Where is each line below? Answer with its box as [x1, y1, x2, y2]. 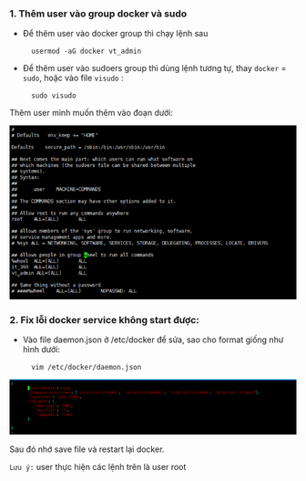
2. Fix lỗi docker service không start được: [9, 313, 199, 326]
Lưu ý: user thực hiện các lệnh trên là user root [9, 462, 187, 473]
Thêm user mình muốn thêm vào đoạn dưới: [9, 108, 173, 119]
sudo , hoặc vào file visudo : [22, 72, 125, 84]
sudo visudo [31, 91, 76, 100]
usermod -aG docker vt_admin [31, 47, 142, 57]
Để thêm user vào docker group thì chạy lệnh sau [22, 28, 209, 39]
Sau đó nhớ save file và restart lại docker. [9, 444, 165, 455]
